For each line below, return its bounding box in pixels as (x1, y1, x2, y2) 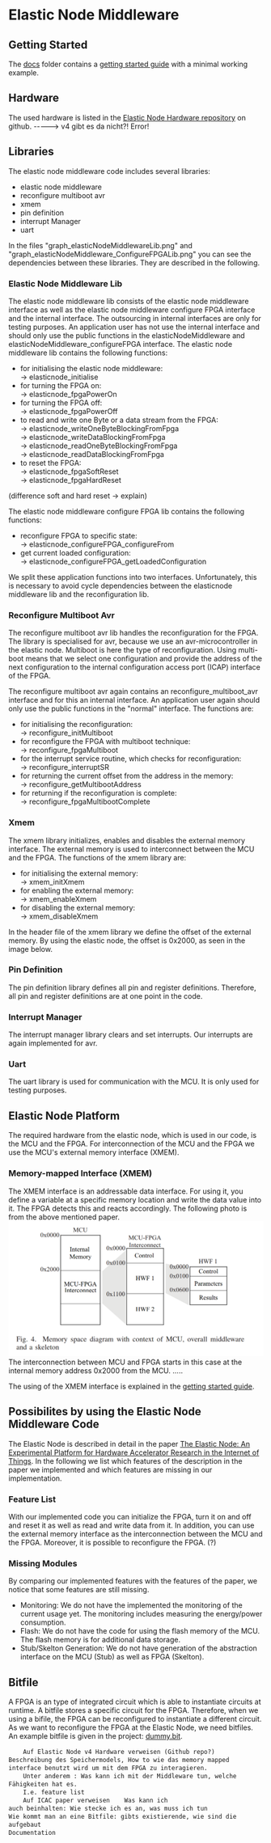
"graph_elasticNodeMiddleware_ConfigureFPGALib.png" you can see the (8, 249, 252, 259)
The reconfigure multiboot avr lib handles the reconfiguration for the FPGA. (8, 628, 259, 638)
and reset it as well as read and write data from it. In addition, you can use (8, 1520, 255, 1530)
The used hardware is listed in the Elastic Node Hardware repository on (8, 112, 247, 122)
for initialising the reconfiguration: (19, 720, 133, 729)
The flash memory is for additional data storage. (19, 1635, 180, 1645)
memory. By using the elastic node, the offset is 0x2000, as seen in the (8, 936, 246, 945)
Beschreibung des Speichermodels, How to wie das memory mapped (8, 1756, 230, 1764)
